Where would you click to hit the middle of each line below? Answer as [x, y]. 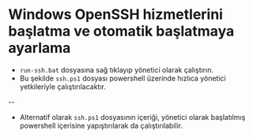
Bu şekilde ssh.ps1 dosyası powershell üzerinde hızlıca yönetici [123, 78]
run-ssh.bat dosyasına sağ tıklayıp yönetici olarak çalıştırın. [116, 69]
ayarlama [40, 48]
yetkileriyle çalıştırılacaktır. [63, 86]
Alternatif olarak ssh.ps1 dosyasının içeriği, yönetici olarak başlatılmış [132, 117]
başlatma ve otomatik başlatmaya [121, 31]
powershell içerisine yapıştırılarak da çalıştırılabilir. [101, 125]
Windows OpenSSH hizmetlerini [116, 15]
